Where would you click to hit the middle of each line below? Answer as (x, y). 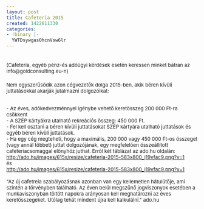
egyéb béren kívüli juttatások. (41, 133)
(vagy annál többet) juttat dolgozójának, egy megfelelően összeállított (87, 145)
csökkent (17, 114)
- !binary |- (23, 35)
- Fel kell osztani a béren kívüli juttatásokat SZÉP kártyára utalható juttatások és (99, 126)
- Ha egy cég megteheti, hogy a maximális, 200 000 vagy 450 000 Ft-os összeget (102, 139)
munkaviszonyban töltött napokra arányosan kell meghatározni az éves (89, 193)
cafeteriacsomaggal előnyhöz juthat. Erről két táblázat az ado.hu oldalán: (91, 151)
